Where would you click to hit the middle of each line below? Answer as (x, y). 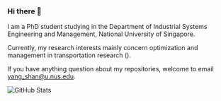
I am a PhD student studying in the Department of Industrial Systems (107, 27)
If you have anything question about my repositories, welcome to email (110, 69)
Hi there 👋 (25, 11)
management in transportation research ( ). (69, 55)
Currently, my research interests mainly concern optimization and (103, 48)
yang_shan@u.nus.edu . (41, 76)
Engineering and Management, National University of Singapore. (101, 34)
